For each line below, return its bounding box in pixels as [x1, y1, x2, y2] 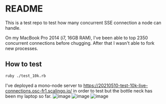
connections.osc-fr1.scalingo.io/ [5, 87, 72, 93]
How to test [5, 60, 42, 68]
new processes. [5, 45, 39, 51]
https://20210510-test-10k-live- [83, 82, 148, 88]
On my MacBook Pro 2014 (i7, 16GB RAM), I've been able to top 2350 [5, 35, 148, 41]
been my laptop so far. [5, 93, 52, 99]
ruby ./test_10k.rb [5, 73, 46, 78]
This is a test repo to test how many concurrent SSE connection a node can [5, 20, 162, 26]
